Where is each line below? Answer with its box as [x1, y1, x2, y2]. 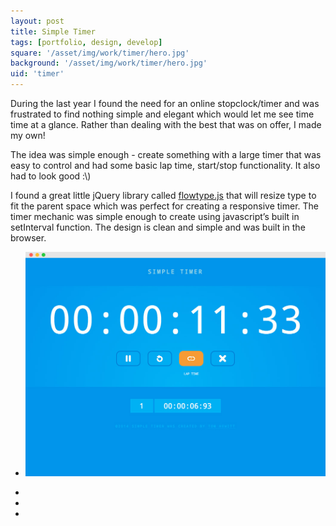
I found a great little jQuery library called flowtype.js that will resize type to [10, 190, 317, 201]
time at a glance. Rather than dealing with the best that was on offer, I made [10, 119, 322, 130]
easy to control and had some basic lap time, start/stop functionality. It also [10, 160, 321, 171]
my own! [10, 130, 46, 141]
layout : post [10, 16, 65, 26]
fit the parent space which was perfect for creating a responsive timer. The [10, 200, 320, 212]
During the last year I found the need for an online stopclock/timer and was [10, 98, 320, 109]
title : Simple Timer [10, 26, 97, 37]
